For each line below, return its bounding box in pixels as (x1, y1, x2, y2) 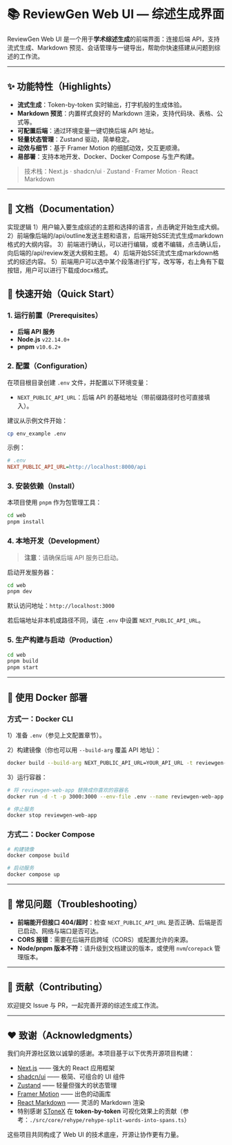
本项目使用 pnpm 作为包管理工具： (7, 499, 102, 507)
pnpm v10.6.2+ (17, 343, 61, 351)
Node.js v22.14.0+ (17, 335, 70, 344)
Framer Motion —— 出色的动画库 (17, 1090, 111, 1098)
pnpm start (7, 664, 39, 671)
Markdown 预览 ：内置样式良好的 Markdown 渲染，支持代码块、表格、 (17, 109, 217, 118)
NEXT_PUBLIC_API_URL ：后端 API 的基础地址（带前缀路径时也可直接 (17, 393, 205, 401)
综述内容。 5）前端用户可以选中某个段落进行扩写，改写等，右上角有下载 (19, 257, 224, 266)
